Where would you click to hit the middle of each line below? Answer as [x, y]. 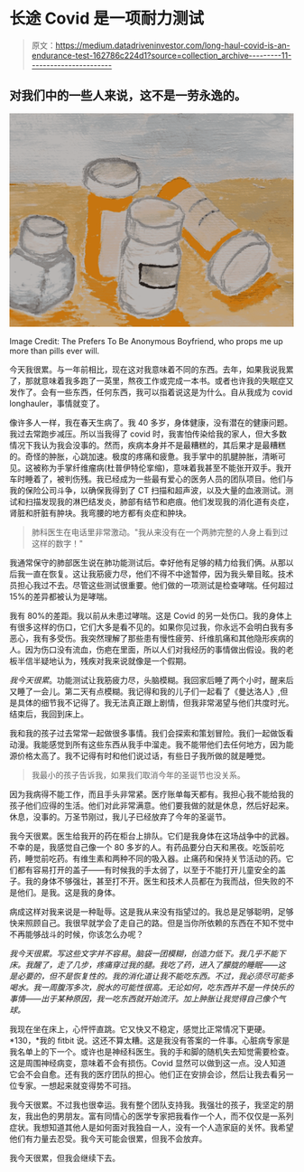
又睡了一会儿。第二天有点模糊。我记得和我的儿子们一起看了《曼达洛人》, [145, 691]
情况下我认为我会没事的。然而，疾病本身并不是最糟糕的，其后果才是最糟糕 [147, 445]
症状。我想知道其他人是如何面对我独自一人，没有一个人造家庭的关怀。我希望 [152, 1127]
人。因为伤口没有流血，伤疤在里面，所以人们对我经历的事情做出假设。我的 [147, 649]
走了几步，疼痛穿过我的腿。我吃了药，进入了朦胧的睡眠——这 [171, 964]
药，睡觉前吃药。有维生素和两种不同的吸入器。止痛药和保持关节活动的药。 [147, 858]
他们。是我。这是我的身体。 [68, 892]
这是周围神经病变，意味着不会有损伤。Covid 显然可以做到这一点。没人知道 [148, 1063]
